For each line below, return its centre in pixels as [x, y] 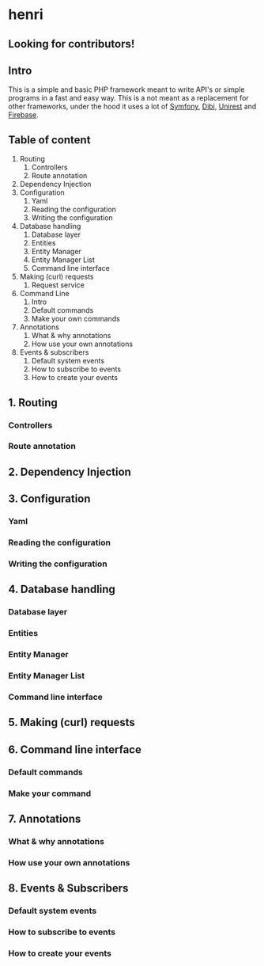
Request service [58, 285]
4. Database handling [62, 589]
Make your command [50, 793]
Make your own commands [75, 319]
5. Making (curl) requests [72, 723]
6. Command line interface [75, 749]
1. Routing [33, 403]
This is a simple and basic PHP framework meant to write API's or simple [126, 89]
